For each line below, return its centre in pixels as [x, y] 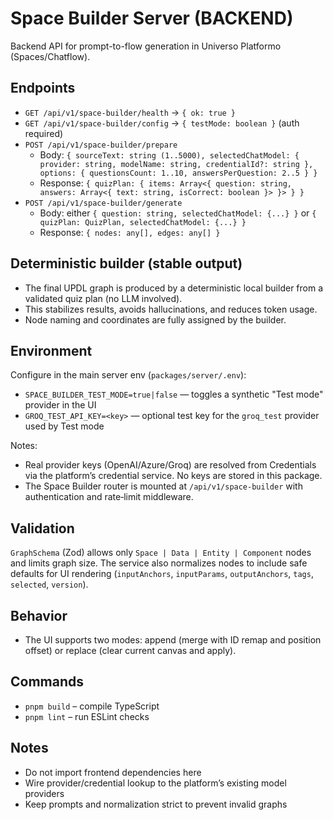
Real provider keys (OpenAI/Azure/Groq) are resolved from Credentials [170, 465]
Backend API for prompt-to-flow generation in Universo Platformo [146, 46]
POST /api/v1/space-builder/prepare [101, 145]
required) [44, 133]
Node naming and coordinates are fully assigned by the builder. [155, 319]
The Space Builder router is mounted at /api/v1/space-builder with [163, 486]
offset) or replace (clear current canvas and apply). [130, 650]
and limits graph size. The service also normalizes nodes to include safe [159, 563]
